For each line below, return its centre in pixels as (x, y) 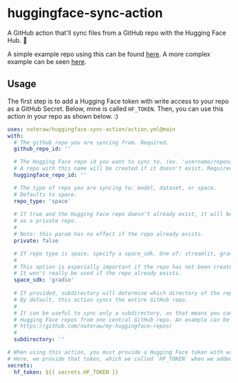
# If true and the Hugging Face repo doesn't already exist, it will (118, 215)
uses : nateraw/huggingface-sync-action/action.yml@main (91, 129)
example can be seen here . (47, 61)
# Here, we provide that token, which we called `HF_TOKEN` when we (110, 359)
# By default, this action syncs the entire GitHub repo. (101, 300)
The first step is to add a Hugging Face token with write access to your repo (118, 101)
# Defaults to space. (46, 194)
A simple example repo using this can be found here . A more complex (109, 54)
